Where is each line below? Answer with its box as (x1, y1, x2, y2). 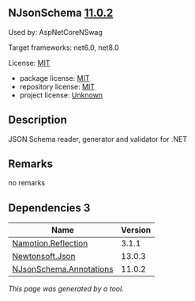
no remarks (8, 178, 46, 188)
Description (8, 113, 67, 127)
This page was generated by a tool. (8, 284, 124, 294)
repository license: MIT (19, 82, 96, 91)
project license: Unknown (19, 90, 103, 100)
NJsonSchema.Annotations (12, 264, 114, 275)
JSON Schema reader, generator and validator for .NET (8, 134, 188, 143)
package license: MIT (19, 73, 90, 82)
